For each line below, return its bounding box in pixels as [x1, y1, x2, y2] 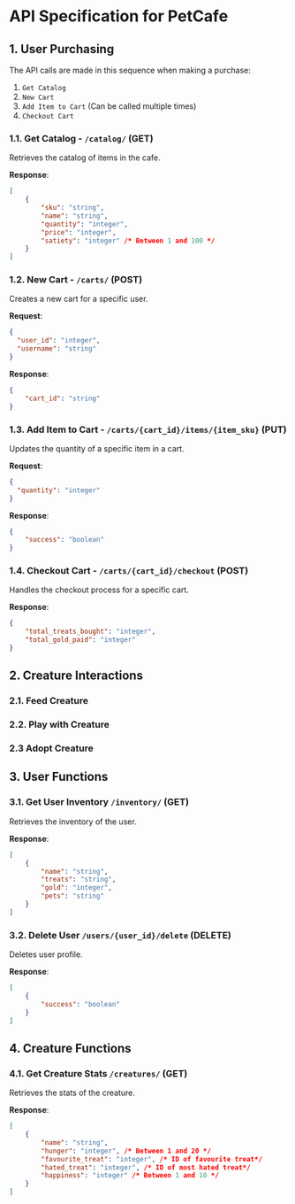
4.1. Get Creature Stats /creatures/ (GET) [9, 1067, 188, 1079]
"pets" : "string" [41, 891, 104, 900]
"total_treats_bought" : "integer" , [25, 627, 156, 637]
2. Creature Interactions [9, 668, 144, 683]
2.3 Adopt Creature [9, 742, 95, 754]
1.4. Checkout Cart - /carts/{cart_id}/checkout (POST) [9, 565, 249, 577]
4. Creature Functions [9, 1040, 132, 1055]
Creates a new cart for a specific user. [9, 294, 148, 305]
